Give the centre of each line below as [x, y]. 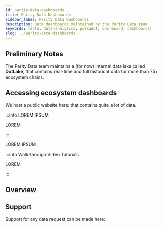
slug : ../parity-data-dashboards [40, 33]
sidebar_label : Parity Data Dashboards [47, 19]
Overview [21, 190]
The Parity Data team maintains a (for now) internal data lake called [75, 66]
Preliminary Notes [34, 54]
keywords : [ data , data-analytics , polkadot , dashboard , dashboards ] [79, 29]
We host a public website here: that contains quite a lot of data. [71, 105]
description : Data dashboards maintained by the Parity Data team [76, 24]
